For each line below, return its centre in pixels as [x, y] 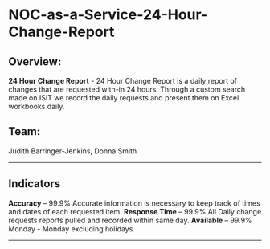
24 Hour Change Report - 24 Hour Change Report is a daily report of [123, 81]
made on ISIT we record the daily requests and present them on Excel [124, 98]
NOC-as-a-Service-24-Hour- [108, 15]
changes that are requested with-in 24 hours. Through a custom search [127, 89]
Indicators [35, 184]
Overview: [35, 61]
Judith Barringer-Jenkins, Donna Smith [73, 151]
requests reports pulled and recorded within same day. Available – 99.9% [130, 220]
